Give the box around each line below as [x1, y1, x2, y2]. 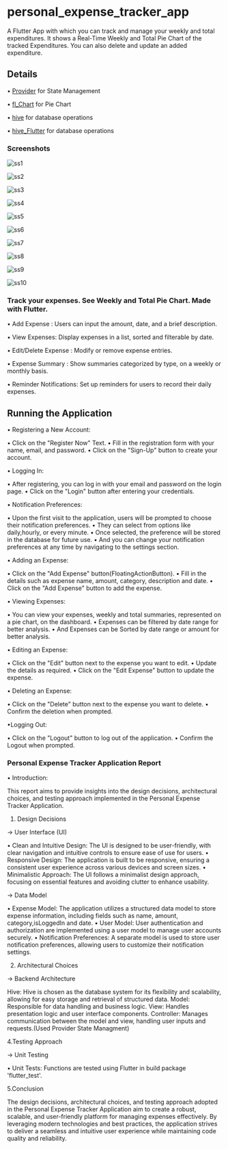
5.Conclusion [7, 1085, 44, 1093]
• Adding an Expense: [7, 556, 69, 565]
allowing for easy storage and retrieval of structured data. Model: [7, 995, 190, 1004]
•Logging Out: [7, 721, 48, 729]
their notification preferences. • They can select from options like [7, 521, 191, 530]
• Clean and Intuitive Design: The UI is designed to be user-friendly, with [7, 841, 212, 850]
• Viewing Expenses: [7, 597, 66, 606]
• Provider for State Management [7, 86, 101, 95]
